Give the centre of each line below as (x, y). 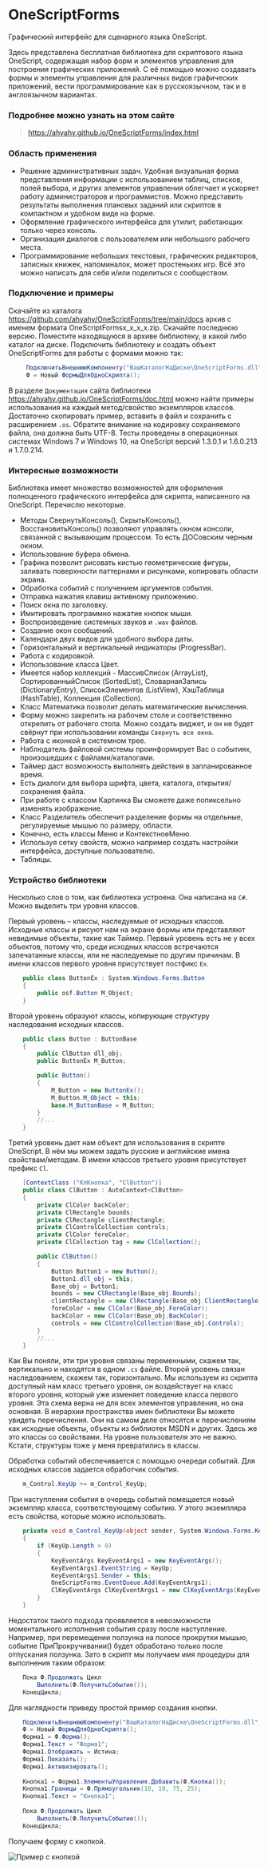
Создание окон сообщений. (67, 630)
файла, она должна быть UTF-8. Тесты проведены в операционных (123, 433)
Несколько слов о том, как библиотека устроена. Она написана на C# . (128, 897)
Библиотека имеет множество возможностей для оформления (116, 488)
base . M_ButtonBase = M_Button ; (103, 1105)
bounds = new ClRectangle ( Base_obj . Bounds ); (126, 1294)
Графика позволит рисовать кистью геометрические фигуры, (125, 562)
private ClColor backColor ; (83, 1205)
